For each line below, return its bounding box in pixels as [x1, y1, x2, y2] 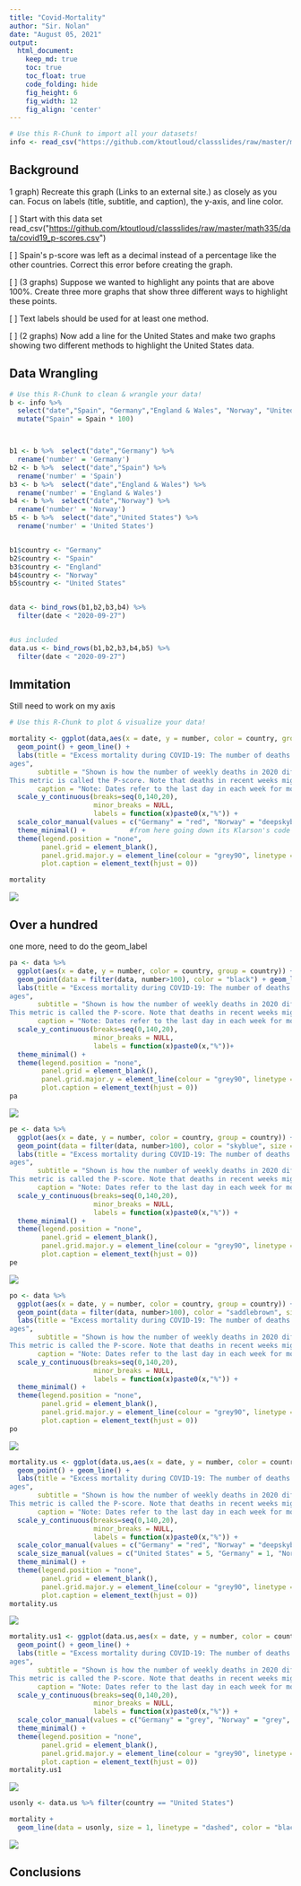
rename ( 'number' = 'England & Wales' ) [17, 488, 163, 498]
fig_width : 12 [25, 96, 78, 106]
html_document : [17, 47, 74, 56]
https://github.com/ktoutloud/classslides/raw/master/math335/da [48, 222, 291, 233]
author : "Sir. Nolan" [9, 22, 90, 30]
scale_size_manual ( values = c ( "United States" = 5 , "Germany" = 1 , [17, 1549, 275, 1559]
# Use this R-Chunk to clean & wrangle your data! [9, 389, 202, 399]
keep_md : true [25, 55, 78, 64]
